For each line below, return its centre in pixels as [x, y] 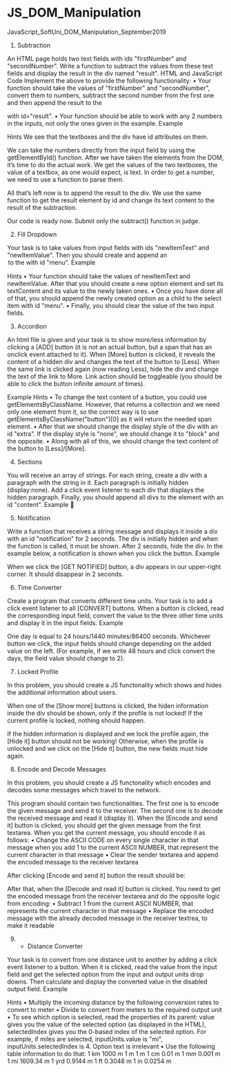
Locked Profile [38, 671]
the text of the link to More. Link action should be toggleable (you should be [115, 376]
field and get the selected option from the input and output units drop [106, 974]
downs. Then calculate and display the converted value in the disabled [108, 982]
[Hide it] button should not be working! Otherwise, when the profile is [106, 741]
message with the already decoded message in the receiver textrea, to [108, 918]
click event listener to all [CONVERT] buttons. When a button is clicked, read [115, 608]
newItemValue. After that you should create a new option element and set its [115, 283]
